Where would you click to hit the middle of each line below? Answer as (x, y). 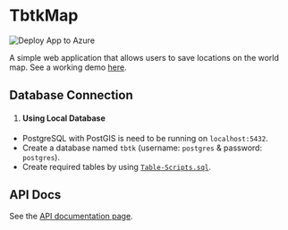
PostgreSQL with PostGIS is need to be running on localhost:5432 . (145, 138)
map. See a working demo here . (68, 67)
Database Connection (71, 95)
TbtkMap (44, 16)
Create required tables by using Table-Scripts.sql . (117, 166)
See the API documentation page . (71, 217)
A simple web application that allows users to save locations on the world (144, 57)
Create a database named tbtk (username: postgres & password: (142, 148)
